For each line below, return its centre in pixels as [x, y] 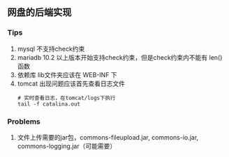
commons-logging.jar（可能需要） [67, 146]
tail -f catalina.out [49, 104]
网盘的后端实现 [39, 13]
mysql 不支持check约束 [51, 49]
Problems [24, 122]
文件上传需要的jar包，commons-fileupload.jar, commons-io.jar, [108, 137]
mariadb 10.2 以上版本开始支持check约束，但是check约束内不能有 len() [120, 57]
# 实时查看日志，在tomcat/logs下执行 [66, 98]
